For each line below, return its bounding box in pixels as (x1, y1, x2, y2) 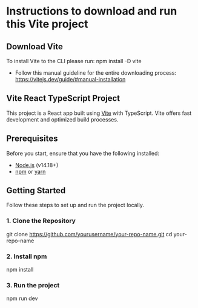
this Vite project (6, 17, 88, 31)
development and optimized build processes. (6, 115, 119, 123)
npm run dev (6, 295, 38, 302)
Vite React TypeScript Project (6, 93, 120, 104)
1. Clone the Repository (6, 217, 76, 225)
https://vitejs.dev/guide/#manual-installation (15, 76, 126, 83)
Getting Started (6, 185, 66, 196)
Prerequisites (6, 134, 58, 144)
